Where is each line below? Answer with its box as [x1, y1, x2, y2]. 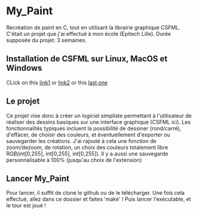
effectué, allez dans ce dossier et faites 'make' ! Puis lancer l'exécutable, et [6, 195, 191, 203]
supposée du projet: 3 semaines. [6, 36, 87, 43]
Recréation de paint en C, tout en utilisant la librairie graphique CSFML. [6, 24, 181, 31]
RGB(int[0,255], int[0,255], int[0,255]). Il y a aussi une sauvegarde [6, 150, 169, 157]
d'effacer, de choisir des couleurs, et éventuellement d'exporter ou [6, 131, 171, 138]
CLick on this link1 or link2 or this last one [6, 79, 108, 86]
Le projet [6, 96, 40, 107]
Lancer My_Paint [6, 173, 70, 183]
